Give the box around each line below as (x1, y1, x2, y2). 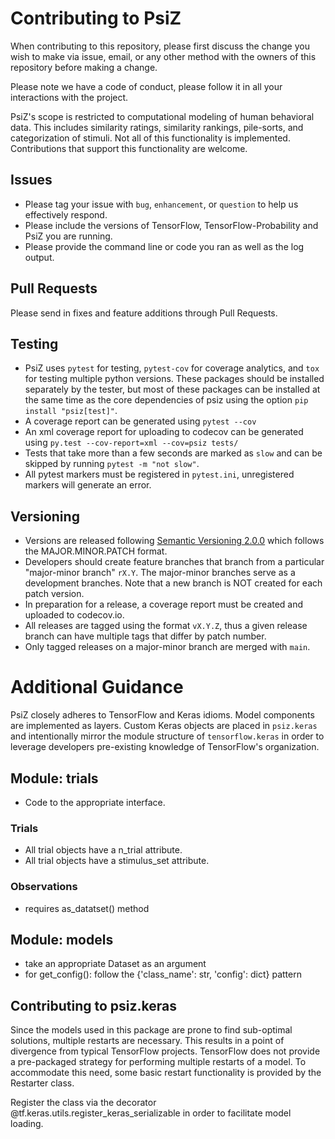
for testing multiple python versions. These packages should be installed (24, 373, 325, 385)
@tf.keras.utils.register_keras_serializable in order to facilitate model (10, 1107, 292, 1119)
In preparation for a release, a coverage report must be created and (24, 598, 304, 611)
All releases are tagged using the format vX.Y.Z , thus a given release (24, 620, 308, 632)
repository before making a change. (10, 61, 158, 73)
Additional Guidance (10, 676, 184, 699)
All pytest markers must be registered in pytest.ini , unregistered (24, 468, 295, 481)
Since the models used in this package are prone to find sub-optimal (10, 1024, 293, 1036)
